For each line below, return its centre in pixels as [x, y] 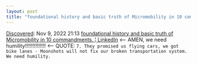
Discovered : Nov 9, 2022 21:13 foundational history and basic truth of [90, 33]
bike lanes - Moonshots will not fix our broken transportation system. [97, 51]
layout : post [22, 11]
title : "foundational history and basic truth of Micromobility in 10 [94, 17]
